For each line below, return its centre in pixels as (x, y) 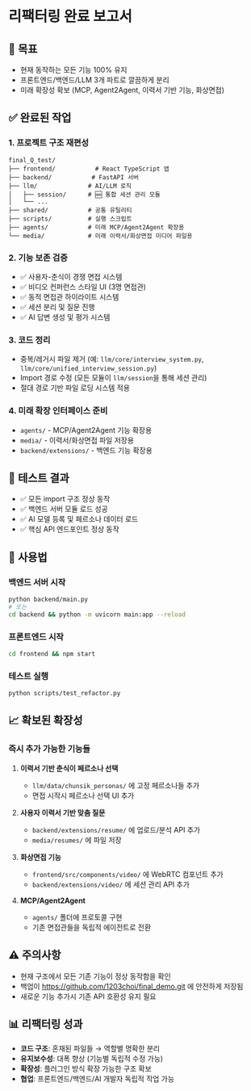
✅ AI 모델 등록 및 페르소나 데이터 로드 (79, 519)
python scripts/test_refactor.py (65, 694)
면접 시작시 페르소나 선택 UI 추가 (83, 795)
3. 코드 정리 (29, 340)
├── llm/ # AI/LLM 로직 (70, 186)
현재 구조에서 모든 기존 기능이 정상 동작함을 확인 (95, 976)
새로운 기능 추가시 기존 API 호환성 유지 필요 (88, 996)
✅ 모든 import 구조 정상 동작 (65, 499)
